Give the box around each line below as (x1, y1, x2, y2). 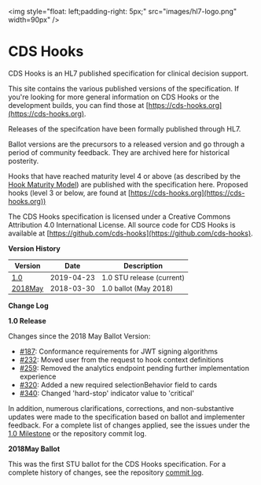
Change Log (8, 301, 49, 310)
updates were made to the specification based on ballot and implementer (8, 413, 245, 422)
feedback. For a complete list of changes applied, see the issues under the (8, 420, 250, 430)
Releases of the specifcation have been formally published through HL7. (8, 124, 241, 133)
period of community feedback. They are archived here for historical (8, 147, 230, 157)
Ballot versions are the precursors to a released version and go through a (8, 139, 245, 149)
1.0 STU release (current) (101, 272, 185, 282)
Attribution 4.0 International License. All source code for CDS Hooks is (8, 220, 236, 229)
